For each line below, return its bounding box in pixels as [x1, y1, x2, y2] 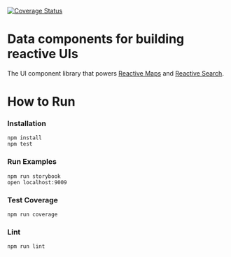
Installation [7, 119, 47, 129]
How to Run [7, 94, 76, 110]
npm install [7, 134, 42, 141]
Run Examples [7, 157, 57, 167]
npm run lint [7, 243, 45, 250]
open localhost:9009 [7, 179, 68, 186]
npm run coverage [7, 211, 58, 218]
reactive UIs [7, 46, 78, 62]
